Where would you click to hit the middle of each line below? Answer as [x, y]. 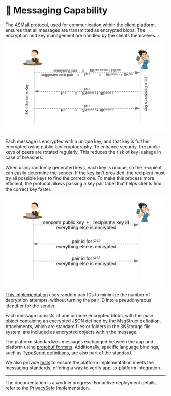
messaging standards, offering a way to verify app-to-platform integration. [83, 368]
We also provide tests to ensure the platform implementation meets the [80, 362]
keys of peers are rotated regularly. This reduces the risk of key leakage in [83, 152]
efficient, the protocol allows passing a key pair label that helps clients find [83, 183]
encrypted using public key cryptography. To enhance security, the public [83, 146]
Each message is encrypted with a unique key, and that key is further [78, 141]
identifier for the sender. [31, 306]
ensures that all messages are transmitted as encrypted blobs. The [75, 30]
